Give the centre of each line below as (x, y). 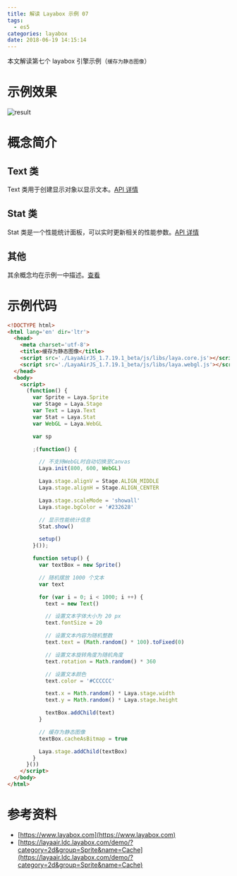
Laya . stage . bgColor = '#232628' (86, 507)
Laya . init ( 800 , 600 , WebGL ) (80, 469)
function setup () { (61, 558)
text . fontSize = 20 (73, 623)
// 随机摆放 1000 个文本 (71, 577)
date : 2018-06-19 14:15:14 (47, 40)
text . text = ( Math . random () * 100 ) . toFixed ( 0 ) (115, 642)
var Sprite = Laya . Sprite (71, 397)
